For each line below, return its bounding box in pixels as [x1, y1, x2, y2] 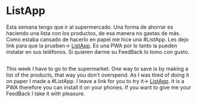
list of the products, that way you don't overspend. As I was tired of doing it [6, 71, 189, 78]
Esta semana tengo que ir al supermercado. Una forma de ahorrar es [6, 23, 173, 30]
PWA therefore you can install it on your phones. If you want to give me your [6, 84, 192, 91]
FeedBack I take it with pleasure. [6, 90, 86, 97]
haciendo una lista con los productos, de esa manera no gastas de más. [6, 29, 181, 36]
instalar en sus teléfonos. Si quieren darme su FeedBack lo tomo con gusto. [6, 48, 190, 55]
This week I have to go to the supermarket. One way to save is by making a [6, 66, 189, 73]
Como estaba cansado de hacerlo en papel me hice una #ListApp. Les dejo [6, 36, 189, 43]
